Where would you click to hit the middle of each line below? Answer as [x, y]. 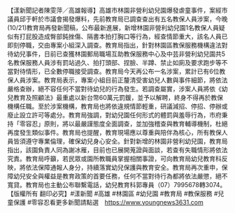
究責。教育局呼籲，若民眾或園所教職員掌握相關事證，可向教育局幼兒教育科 [114, 159]
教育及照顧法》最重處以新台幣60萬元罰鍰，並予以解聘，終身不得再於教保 [118, 97]
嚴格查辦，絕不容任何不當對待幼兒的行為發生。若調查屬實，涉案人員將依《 [114, 89]
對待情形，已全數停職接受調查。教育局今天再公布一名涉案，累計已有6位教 [119, 71]
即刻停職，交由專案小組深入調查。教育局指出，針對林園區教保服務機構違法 [114, 45]
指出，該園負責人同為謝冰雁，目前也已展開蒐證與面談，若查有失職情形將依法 [117, 150]
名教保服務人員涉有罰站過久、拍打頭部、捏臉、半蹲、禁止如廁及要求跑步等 [114, 63]
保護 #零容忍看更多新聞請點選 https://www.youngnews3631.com [108, 202]
